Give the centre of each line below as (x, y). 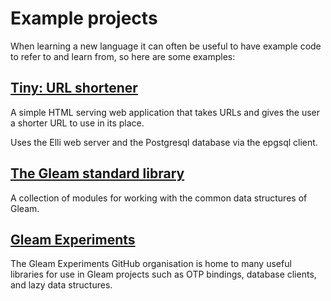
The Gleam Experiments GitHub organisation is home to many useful (151, 264)
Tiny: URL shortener (74, 88)
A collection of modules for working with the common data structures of (159, 198)
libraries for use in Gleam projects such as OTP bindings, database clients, (163, 274)
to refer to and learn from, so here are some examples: (123, 56)
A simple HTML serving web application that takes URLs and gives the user (165, 112)
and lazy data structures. (61, 285)
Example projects (84, 18)
